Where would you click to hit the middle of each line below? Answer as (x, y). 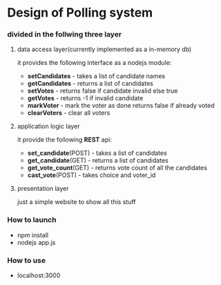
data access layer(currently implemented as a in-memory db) (104, 49)
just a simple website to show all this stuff (76, 202)
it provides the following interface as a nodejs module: (94, 63)
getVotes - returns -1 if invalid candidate (85, 98)
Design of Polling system (80, 13)
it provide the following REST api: (64, 140)
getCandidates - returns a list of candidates (90, 84)
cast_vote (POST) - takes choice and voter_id (92, 175)
